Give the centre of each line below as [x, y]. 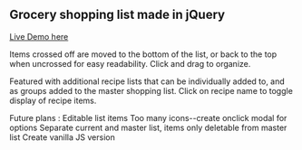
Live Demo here [39, 36]
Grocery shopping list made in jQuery [117, 15]
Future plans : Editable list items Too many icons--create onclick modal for [148, 117]
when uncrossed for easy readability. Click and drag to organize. [130, 63]
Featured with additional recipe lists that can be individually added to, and [147, 81]
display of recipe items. [53, 100]
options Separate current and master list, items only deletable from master [148, 127]
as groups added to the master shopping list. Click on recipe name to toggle [151, 90]
